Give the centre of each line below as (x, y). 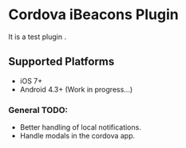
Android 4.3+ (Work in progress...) (76, 89)
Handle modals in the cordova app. (77, 136)
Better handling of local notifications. (80, 127)
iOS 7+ (31, 80)
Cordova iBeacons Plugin (93, 15)
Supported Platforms (61, 62)
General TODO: (38, 110)
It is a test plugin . (37, 37)
